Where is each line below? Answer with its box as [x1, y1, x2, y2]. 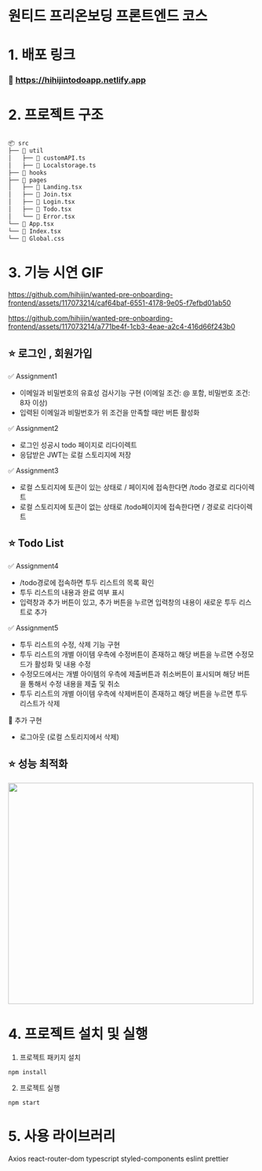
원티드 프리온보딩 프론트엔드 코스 [8, 7, 208, 25]
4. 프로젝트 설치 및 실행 [8, 1026, 148, 1043]
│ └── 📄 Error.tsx [8, 212, 76, 220]
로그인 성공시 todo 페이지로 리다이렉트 [19, 440, 137, 450]
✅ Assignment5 [8, 623, 59, 633]
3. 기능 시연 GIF [8, 263, 104, 282]
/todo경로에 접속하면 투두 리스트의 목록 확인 [19, 578, 155, 587]
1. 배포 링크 [8, 46, 76, 64]
